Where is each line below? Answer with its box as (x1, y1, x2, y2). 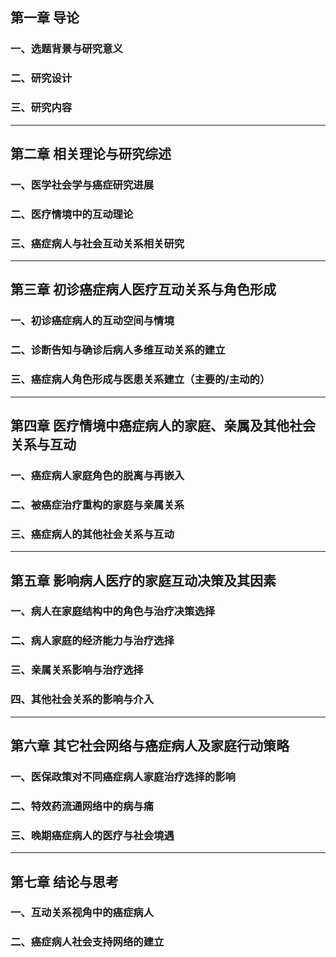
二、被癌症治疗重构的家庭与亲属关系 (10, 498, 185, 512)
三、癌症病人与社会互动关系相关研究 (10, 236, 185, 250)
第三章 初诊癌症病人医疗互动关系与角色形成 (10, 281, 277, 298)
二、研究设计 (10, 71, 73, 85)
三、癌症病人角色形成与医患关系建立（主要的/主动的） (10, 373, 271, 387)
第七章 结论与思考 (10, 873, 119, 890)
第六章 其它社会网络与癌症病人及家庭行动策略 (10, 737, 290, 754)
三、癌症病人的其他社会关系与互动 (10, 527, 175, 541)
